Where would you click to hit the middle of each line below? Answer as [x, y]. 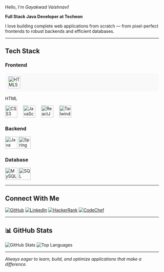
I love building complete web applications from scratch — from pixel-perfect [82, 26]
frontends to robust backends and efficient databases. [60, 31]
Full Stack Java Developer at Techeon [44, 16]
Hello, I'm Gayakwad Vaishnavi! [37, 7]
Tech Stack [22, 51]
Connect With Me [32, 198]
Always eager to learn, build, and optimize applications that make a [73, 259]
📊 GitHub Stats [29, 231]
